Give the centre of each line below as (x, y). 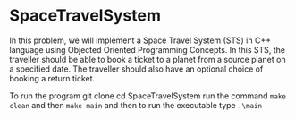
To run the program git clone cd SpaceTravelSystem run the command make (147, 96)
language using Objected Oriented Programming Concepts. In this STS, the (147, 49)
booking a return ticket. (52, 78)
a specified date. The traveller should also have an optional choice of (136, 69)
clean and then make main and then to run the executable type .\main (135, 105)
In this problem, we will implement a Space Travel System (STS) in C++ (140, 40)
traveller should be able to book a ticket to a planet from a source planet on (147, 59)
